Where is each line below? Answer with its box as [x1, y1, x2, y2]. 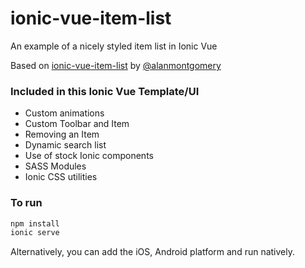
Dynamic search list [24, 139, 107, 151]
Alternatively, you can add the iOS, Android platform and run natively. [10, 246, 296, 258]
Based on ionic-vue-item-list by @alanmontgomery [10, 59, 222, 71]
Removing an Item [24, 128, 100, 141]
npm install [10, 218, 60, 229]
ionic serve [10, 228, 60, 238]
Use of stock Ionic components [24, 150, 154, 162]
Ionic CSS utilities [24, 171, 98, 183]
